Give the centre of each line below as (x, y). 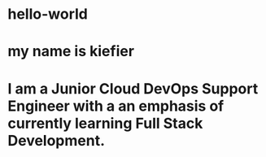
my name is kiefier (71, 52)
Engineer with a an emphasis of (116, 106)
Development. (57, 140)
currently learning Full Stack (105, 123)
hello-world (48, 14)
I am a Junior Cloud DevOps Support (133, 88)
